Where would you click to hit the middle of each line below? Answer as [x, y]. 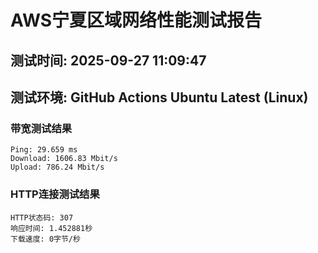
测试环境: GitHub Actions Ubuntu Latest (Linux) [159, 97]
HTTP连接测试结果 [55, 194]
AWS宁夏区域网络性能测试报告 [136, 20]
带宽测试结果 [41, 128]
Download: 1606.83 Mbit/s [64, 159]
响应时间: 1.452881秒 [51, 228]
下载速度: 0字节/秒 [45, 239]
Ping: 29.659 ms [44, 150]
